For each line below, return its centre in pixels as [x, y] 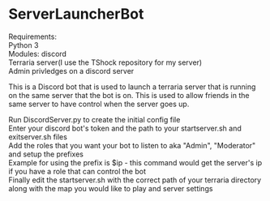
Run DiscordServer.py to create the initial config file [94, 119]
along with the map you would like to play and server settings [111, 188]
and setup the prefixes [46, 154]
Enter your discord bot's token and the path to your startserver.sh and [125, 128]
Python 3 [24, 45]
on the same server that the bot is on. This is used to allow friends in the [129, 95]
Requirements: [32, 36]
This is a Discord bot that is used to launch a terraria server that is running [132, 87]
